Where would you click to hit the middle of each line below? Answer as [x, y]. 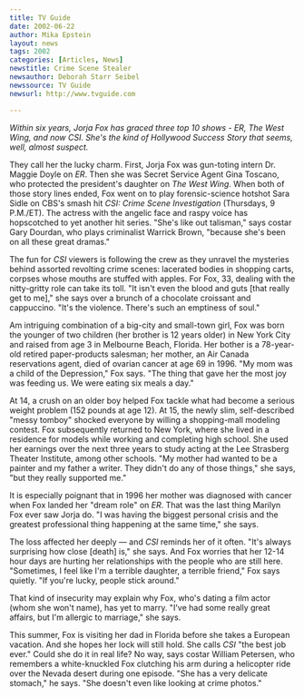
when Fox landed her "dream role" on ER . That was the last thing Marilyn [145, 505]
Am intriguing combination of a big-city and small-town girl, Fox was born [147, 325]
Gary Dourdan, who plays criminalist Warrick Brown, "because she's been [147, 231]
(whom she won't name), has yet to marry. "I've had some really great [140, 607]
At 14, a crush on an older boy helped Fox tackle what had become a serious [152, 400]
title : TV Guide [40, 18]
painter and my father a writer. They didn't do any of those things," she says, [152, 467]
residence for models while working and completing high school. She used [149, 439]
